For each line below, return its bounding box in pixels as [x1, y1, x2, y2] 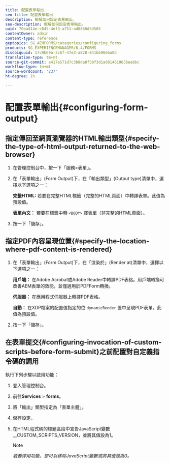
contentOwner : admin [5, 31, 49, 36]
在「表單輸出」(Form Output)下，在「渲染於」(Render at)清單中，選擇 [12, 259, 159, 265]
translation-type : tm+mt [5, 54, 58, 60]
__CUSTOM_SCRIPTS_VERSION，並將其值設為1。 [12, 432, 116, 438]
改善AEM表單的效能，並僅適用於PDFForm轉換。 [12, 283, 113, 289]
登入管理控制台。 [12, 382, 49, 388]
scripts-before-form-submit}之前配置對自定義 [5, 348, 153, 356]
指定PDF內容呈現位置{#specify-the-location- [5, 237, 150, 246]
